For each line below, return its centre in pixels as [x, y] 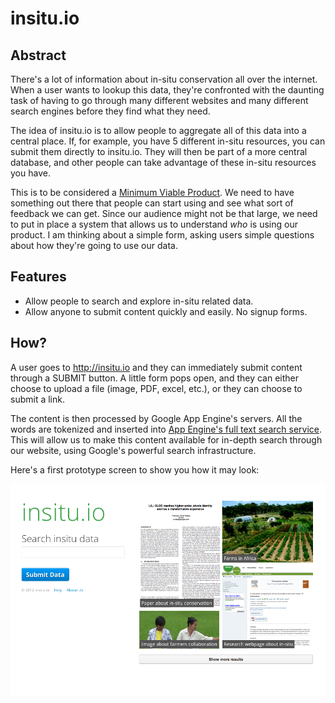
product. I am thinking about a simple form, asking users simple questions [162, 235]
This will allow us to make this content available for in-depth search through [166, 439]
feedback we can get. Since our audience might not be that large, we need [164, 213]
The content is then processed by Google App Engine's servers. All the [156, 418]
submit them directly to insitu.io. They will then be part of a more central [159, 151]
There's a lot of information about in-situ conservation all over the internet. [164, 79]
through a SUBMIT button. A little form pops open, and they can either [154, 378]
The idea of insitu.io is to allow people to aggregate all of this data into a [158, 130]
